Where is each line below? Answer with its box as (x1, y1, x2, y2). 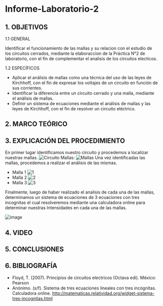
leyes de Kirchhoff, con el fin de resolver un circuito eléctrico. (12, 106, 136, 111)
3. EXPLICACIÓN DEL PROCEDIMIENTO (5, 136, 125, 145)
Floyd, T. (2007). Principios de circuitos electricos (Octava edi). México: (12, 275, 156, 281)
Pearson (12, 280, 29, 285)
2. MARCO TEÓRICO (5, 120, 68, 128)
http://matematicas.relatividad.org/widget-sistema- (52, 290, 155, 296)
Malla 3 (12, 180, 27, 186)
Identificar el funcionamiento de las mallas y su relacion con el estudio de (5, 45, 152, 51)
